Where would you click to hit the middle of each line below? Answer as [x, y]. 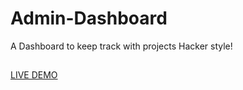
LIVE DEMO [34, 75]
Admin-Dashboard [89, 18]
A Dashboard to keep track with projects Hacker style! [121, 46]
